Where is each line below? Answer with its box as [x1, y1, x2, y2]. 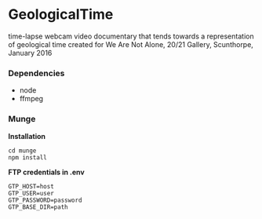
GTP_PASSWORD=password [8, 196, 82, 204]
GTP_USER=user [8, 189, 55, 197]
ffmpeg [19, 94, 44, 104]
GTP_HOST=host [8, 182, 55, 190]
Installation [8, 131, 45, 141]
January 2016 [8, 48, 53, 57]
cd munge [8, 147, 37, 155]
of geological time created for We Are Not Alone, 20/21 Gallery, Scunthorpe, [8, 39, 253, 49]
